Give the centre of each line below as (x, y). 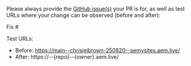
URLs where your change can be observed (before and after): (83, 15)
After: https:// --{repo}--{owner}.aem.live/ (67, 57)
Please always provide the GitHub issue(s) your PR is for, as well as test (95, 9)
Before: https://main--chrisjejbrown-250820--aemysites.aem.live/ (97, 50)
